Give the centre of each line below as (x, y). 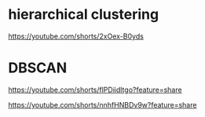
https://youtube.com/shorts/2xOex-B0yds (76, 36)
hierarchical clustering (84, 15)
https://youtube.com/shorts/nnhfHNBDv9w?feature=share (102, 104)
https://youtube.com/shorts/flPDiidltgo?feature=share (95, 90)
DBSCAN (38, 68)
